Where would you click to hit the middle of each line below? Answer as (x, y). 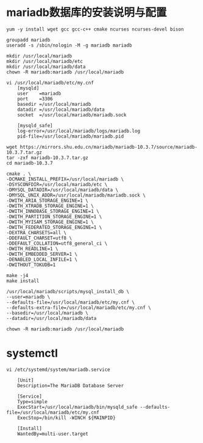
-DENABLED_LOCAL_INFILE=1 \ (42, 259)
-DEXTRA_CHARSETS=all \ (37, 233)
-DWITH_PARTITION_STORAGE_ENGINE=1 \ (54, 217)
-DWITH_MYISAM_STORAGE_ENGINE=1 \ (50, 222)
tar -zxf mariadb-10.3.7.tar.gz (47, 158)
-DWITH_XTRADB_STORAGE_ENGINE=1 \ (50, 206)
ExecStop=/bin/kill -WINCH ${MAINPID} (66, 418)
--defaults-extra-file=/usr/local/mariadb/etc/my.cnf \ (79, 307)
